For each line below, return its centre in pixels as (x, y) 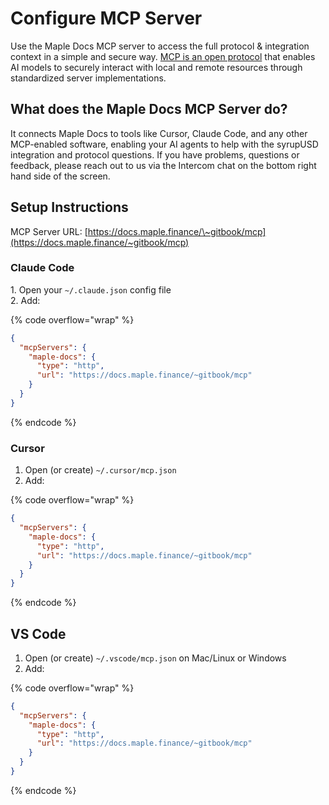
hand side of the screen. (60, 176)
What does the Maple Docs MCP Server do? (149, 109)
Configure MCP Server (106, 18)
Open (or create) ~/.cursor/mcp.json (100, 470)
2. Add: (25, 300)
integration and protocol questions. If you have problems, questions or (155, 154)
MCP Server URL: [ (49, 231)
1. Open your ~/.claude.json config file (91, 289)
